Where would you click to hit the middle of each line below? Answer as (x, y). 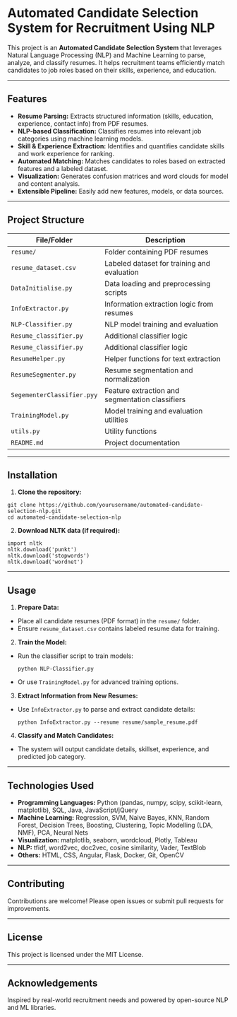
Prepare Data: (38, 607)
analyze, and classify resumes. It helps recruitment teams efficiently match (116, 62)
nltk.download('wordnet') (45, 562)
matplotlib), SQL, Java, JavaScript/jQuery (78, 810)
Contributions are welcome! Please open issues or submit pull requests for (116, 901)
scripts (116, 293)
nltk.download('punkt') (42, 550)
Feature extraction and (142, 390)
